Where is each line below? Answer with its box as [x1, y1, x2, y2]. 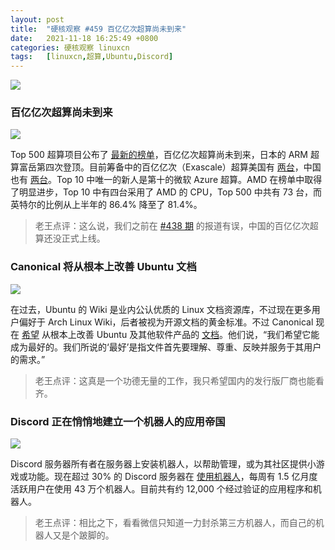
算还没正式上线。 [34, 232, 106, 245]
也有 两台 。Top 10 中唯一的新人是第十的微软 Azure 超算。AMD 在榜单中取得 [10, 174, 323, 186]
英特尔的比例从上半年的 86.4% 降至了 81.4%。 [10, 199, 203, 211]
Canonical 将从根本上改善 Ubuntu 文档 [10, 260, 197, 274]
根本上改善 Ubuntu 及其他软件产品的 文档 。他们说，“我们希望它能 [49, 328, 320, 340]
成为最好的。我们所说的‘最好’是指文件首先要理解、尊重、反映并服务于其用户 [10, 341, 322, 353]
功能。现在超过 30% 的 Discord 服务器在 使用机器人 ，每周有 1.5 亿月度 [27, 471, 318, 483]
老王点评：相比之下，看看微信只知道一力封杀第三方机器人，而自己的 [34, 517, 316, 529]
